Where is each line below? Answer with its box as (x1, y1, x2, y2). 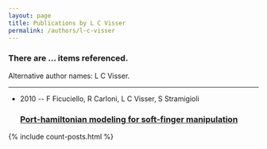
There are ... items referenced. (8, 53, 129, 64)
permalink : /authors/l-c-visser (8, 26, 115, 34)
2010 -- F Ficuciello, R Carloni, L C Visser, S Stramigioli (19, 93, 200, 104)
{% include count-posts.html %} (8, 131, 114, 141)
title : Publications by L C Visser (8, 19, 126, 27)
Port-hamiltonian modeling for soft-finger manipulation (19, 113, 238, 124)
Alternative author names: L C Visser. (8, 71, 130, 80)
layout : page (8, 11, 52, 20)
